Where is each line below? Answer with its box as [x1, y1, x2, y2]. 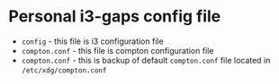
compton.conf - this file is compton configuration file [21, 45, 214, 55]
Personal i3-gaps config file [8, 6, 221, 27]
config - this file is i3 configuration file [21, 36, 164, 46]
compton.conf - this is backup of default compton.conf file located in [21, 55, 271, 65]
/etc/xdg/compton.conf [21, 65, 107, 75]
